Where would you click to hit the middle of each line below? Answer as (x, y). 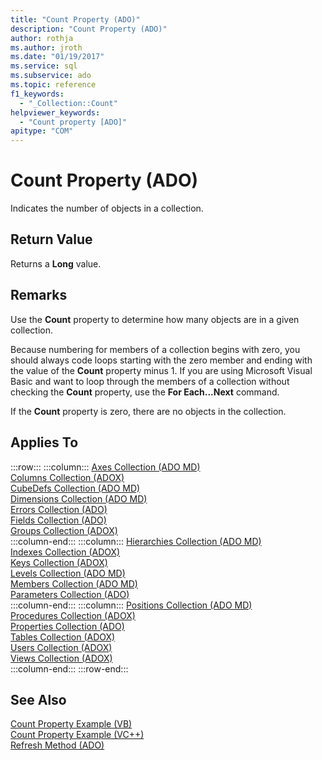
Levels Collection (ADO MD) (68, 573)
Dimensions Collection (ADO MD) (79, 498)
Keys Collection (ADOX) (59, 562)
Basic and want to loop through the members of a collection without (150, 381)
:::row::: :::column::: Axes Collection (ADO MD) (105, 467)
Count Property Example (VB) (71, 724)
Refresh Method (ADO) (57, 745)
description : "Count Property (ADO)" (89, 29)
